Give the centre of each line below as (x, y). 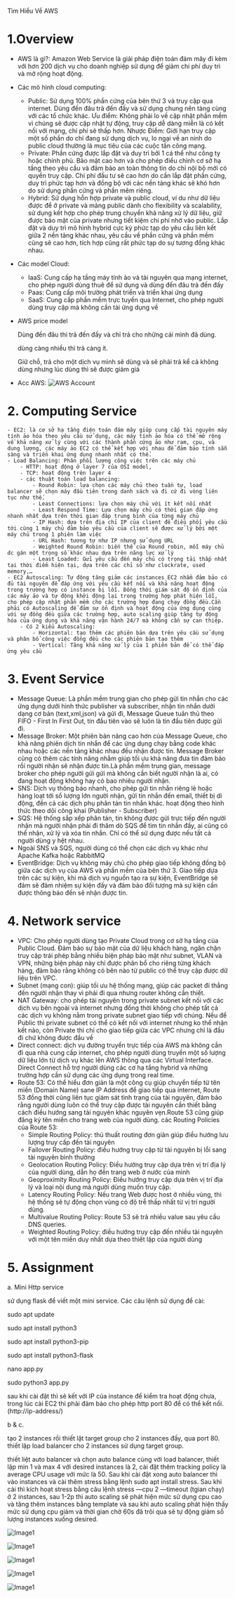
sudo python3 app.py (38, 1382)
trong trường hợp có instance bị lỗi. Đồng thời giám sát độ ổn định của (117, 590)
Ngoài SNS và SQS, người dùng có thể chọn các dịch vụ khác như (113, 847)
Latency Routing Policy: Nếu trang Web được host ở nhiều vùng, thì (125, 1194)
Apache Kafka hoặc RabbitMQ (61, 855)
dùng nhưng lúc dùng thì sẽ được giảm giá (79, 369)
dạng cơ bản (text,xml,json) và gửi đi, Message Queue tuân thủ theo (116, 713)
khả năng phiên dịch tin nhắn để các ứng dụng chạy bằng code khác (116, 743)
